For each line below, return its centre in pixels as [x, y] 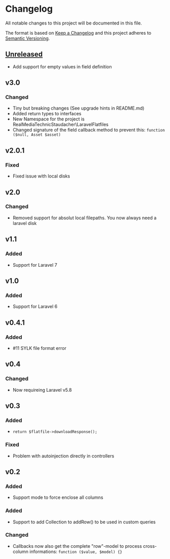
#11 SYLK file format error [39, 348]
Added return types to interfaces [47, 114]
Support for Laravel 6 [35, 307]
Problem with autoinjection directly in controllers [63, 456]
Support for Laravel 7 [35, 265]
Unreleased [24, 54]
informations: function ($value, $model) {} [76, 551]
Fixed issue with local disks [41, 176]
